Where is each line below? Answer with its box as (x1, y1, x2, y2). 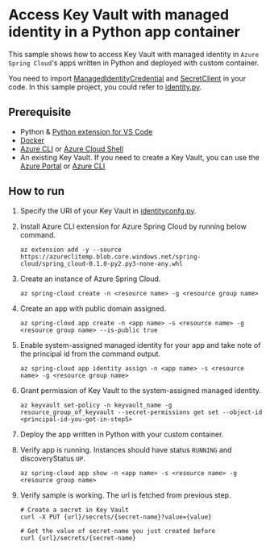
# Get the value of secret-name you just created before (19, 527, 216, 535)
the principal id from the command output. (19, 349, 161, 358)
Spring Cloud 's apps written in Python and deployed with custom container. (8, 58, 260, 68)
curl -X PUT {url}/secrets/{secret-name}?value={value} (19, 513, 212, 521)
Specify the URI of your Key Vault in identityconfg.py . (19, 205, 197, 215)
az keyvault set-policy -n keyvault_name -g (19, 401, 172, 409)
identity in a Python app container (8, 23, 240, 41)
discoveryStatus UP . (19, 453, 86, 463)
